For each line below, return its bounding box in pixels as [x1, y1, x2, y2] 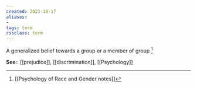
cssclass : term [6, 30, 43, 36]
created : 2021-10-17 [6, 8, 57, 15]
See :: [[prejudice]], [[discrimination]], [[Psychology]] [6, 58, 133, 65]
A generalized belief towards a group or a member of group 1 [6, 46, 154, 54]
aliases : [6, 14, 28, 20]
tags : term [6, 24, 33, 31]
